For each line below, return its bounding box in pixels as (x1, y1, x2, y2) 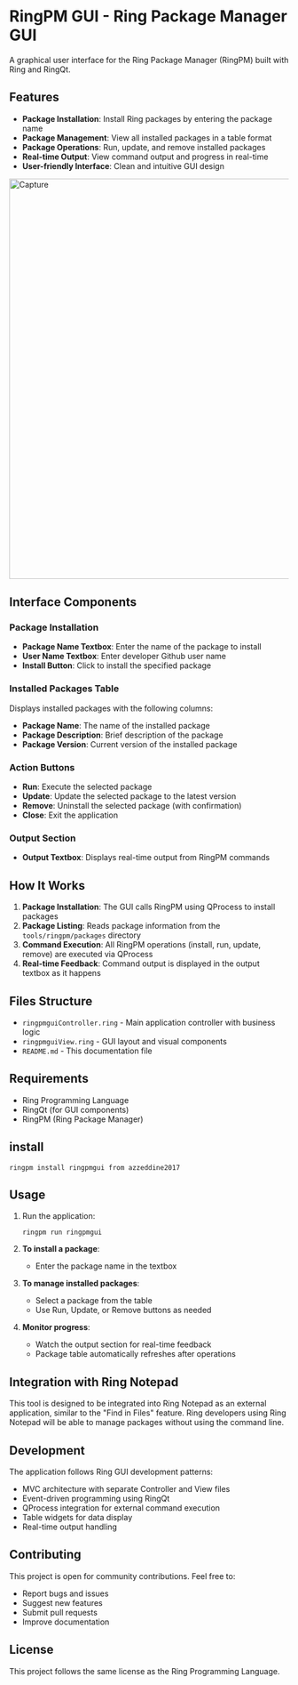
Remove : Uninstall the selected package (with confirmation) (21, 801, 242, 811)
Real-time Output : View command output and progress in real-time (21, 151, 269, 162)
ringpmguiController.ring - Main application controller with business (21, 1017, 276, 1028)
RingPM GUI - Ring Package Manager (9, 6, 288, 27)
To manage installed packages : (21, 1278, 140, 1289)
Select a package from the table (35, 1295, 153, 1306)
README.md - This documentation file (21, 1045, 153, 1056)
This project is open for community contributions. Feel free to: (9, 1570, 236, 1581)
